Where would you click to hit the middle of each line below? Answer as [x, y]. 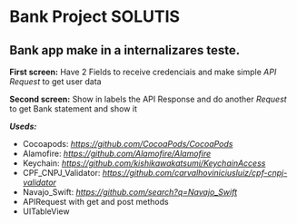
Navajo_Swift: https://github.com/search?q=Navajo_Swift [130, 192]
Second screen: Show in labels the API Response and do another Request [148, 99]
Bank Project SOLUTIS [94, 17]
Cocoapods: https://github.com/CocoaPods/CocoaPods [128, 144]
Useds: [23, 126]
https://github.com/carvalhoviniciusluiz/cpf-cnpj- [195, 173]
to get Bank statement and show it [74, 109]
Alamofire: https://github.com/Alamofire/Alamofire [117, 153]
